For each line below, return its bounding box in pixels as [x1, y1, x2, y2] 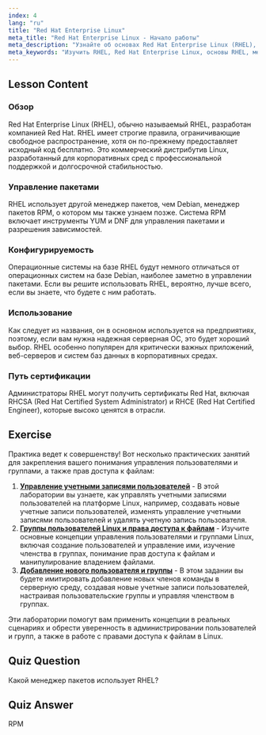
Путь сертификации [8, 370, 91, 381]
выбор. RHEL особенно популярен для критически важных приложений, [8, 342, 255, 352]
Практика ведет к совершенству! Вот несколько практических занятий [8, 449, 250, 459]
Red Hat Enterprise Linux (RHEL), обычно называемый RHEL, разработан [8, 120, 252, 129]
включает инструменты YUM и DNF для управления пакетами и [8, 215, 226, 226]
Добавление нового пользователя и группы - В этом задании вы [19, 566, 244, 575]
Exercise [8, 428, 52, 442]
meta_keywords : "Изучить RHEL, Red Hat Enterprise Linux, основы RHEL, [8, 48, 249, 56]
